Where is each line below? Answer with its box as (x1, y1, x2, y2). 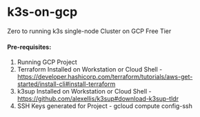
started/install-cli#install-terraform (17, 80, 116, 88)
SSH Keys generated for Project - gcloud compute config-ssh (17, 102, 193, 110)
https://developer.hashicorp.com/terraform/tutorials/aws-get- (17, 73, 193, 81)
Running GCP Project (17, 58, 77, 66)
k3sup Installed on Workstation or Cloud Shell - (17, 87, 152, 96)
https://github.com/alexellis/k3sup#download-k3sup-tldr (17, 94, 179, 103)
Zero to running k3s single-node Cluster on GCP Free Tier (7, 27, 172, 35)
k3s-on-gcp (7, 4, 78, 20)
